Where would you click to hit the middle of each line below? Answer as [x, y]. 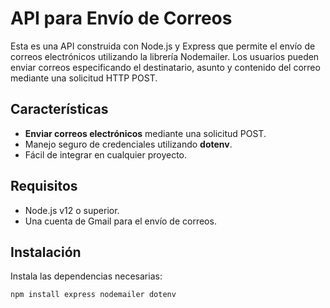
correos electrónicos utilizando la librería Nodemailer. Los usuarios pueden [165, 56]
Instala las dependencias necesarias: [86, 276]
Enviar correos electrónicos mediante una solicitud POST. [145, 133]
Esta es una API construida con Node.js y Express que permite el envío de [163, 46]
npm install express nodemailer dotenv [93, 295]
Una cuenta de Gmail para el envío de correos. [120, 221]
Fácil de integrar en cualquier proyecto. [106, 154]
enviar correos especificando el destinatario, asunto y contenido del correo [165, 67]
